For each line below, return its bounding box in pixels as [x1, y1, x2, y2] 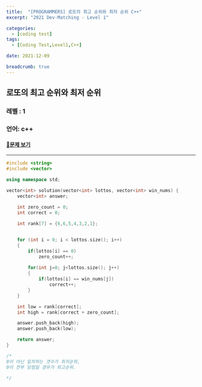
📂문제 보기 [6, 141, 31, 148]
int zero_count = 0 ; [17, 204, 69, 211]
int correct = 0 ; [17, 210, 61, 216]
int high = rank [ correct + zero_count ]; [17, 309, 120, 315]
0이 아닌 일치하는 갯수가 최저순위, [6, 359, 81, 365]
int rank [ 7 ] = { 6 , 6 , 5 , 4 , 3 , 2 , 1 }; [17, 221, 98, 227]
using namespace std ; [6, 176, 61, 182]
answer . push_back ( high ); [17, 320, 79, 326]
